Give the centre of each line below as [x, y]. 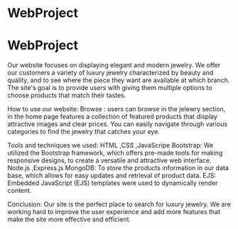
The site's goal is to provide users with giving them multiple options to [110, 88]
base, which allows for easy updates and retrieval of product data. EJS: [112, 176]
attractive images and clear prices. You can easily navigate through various [118, 124]
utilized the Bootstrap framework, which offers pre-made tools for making [115, 153]
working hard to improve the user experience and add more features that [114, 212]
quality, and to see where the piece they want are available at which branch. [119, 80]
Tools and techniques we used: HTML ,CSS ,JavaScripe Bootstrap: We [110, 145]
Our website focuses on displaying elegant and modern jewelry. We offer [114, 65]
